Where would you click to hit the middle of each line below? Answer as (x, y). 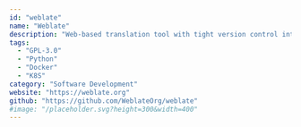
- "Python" (38, 59)
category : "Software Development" (74, 84)
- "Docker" (38, 68)
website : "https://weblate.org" (69, 92)
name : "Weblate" (39, 26)
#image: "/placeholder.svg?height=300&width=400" (104, 109)
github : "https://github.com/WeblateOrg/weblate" (104, 101)
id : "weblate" (36, 17)
